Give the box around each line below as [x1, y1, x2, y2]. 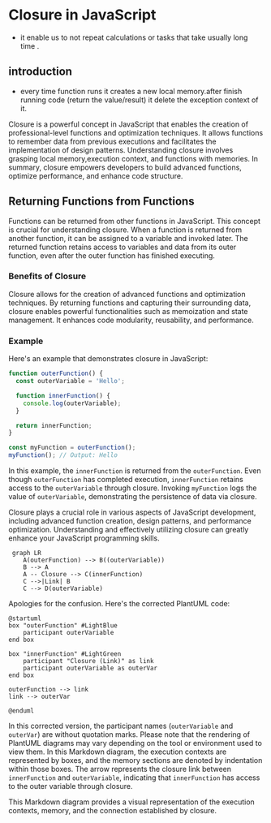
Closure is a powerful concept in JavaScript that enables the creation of [8, 119, 249, 129]
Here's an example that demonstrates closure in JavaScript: [8, 354, 209, 364]
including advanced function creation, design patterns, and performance [8, 516, 252, 526]
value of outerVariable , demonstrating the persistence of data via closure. [8, 492, 257, 502]
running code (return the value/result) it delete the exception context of [19, 95, 259, 105]
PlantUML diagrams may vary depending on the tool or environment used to [8, 739, 262, 748]
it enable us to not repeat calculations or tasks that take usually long [19, 32, 248, 42]
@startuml [8, 614, 42, 623]
